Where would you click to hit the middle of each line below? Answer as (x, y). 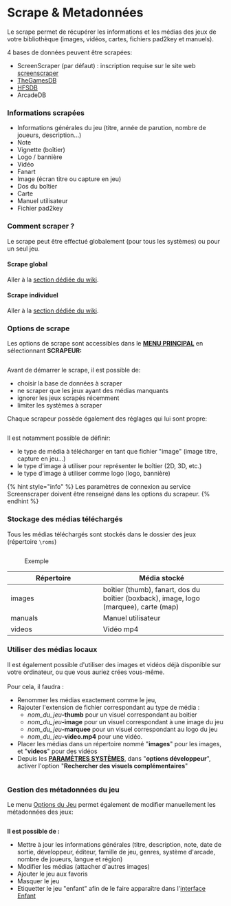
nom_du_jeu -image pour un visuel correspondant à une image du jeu (125, 721)
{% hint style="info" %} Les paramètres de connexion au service (99, 487)
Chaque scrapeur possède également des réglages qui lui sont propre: (107, 419)
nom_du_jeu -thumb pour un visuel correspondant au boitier (112, 715)
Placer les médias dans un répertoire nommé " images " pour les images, (119, 744)
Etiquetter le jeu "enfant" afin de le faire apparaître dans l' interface (111, 889)
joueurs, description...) (49, 135)
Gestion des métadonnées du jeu (64, 790)
